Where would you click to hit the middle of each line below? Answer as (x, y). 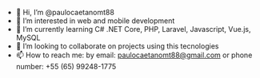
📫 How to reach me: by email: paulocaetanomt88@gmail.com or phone (134, 55)
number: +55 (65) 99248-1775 (66, 66)
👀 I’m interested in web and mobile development (95, 21)
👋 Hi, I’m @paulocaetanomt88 (65, 12)
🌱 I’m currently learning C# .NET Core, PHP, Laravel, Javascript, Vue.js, (133, 29)
